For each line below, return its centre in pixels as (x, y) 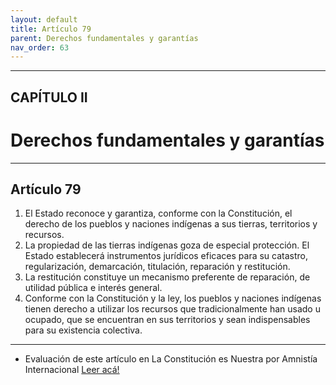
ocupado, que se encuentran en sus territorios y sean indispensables (167, 320)
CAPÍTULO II (49, 97)
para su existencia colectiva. (83, 330)
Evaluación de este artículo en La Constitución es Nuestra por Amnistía (171, 359)
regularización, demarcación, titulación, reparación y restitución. (157, 267)
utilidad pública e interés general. (93, 288)
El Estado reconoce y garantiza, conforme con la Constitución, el (158, 213)
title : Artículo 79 (51, 29)
